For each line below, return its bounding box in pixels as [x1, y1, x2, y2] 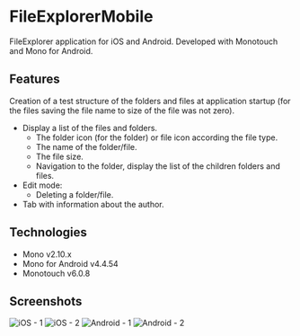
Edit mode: [22, 180, 63, 190]
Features [9, 72, 60, 87]
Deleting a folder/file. [35, 189, 114, 199]
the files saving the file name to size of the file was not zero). [9, 105, 235, 116]
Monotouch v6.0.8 [22, 268, 91, 279]
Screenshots [9, 294, 83, 309]
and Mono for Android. [9, 45, 93, 56]
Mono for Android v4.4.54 [22, 258, 119, 269]
